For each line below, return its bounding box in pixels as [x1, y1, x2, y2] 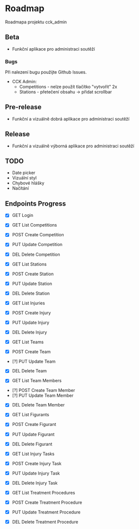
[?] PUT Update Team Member [12, 392, 74, 399]
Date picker [12, 170, 35, 176]
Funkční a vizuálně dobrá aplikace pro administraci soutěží [12, 116, 130, 122]
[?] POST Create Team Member [12, 388, 75, 393]
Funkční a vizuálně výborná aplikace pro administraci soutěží [12, 143, 135, 149]
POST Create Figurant [12, 422, 56, 427]
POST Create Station [12, 271, 54, 277]
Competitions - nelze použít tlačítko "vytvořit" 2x [19, 84, 118, 90]
